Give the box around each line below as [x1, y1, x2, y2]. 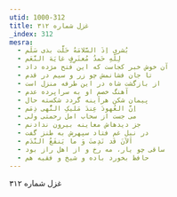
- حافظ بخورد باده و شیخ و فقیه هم [17, 153, 149, 162]
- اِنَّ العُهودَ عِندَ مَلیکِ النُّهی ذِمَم [17, 104, 138, 113]
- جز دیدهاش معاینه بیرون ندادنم [17, 121, 141, 130]
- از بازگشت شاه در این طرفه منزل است [17, 79, 162, 88]
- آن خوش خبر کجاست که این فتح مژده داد [17, 63, 169, 72]
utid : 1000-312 [9, 12, 66, 22]
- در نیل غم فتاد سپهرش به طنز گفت [17, 129, 149, 138]
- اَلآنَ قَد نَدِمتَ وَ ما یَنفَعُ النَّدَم [17, 137, 133, 146]
